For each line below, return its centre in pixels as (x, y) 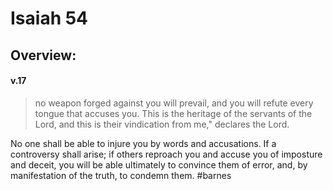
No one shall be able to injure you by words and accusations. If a (143, 143)
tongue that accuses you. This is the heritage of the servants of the (173, 113)
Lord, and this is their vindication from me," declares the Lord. (162, 124)
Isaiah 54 (49, 18)
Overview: (43, 55)
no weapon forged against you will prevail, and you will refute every (174, 103)
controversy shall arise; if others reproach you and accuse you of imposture (166, 154)
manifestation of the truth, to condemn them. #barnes (121, 175)
